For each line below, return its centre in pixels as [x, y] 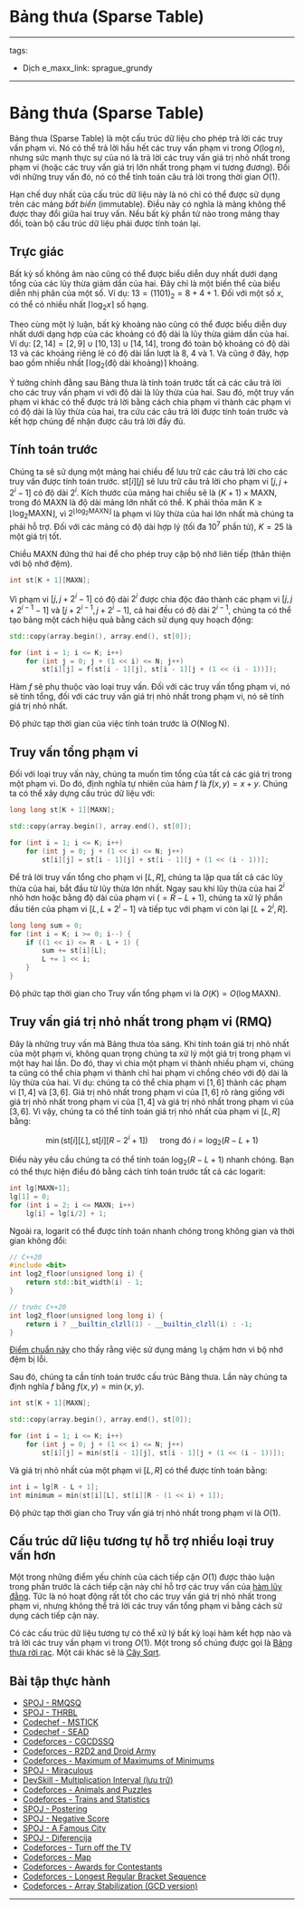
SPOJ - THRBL [50, 1713]
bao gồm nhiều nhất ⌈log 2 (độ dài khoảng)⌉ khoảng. [104, 364]
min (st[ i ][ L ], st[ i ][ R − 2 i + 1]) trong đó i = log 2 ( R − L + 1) [152, 1140]
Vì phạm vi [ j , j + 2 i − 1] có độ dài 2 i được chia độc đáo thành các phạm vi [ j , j [151, 598]
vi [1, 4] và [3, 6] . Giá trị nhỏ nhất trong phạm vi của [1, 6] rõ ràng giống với [147, 1092]
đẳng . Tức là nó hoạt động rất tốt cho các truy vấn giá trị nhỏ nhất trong [143, 1596]
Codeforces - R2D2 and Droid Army [89, 1751]
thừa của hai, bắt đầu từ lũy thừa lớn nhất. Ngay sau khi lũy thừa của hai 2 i [147, 887]
